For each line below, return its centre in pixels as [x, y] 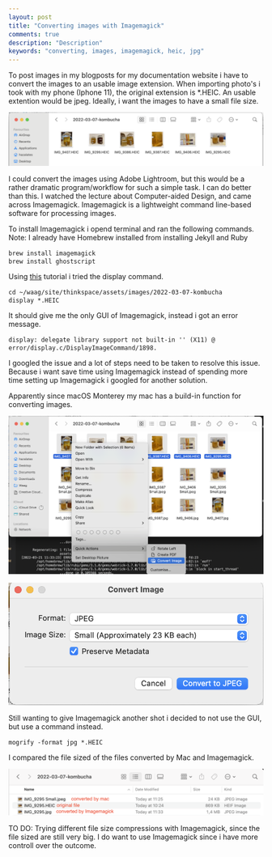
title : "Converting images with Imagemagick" [86, 25]
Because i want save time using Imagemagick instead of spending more [128, 371]
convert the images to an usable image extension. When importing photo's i [134, 84]
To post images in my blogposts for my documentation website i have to [128, 75]
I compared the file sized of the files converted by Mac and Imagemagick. [132, 757]
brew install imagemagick [52, 254]
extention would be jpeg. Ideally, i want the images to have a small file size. [134, 101]
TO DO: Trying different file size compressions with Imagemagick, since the [134, 828]
